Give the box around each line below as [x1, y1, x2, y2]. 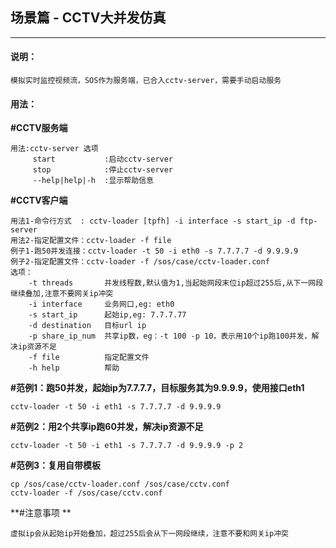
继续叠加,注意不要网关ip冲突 [10, 289, 114, 299]
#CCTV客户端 [10, 194, 68, 207]
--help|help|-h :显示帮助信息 [32, 176, 154, 186]
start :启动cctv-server [32, 154, 174, 165]
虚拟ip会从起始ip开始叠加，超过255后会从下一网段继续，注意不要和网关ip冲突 [10, 529, 289, 539]
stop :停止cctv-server [32, 165, 174, 175]
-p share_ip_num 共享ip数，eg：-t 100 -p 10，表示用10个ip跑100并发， [28, 331, 312, 342]
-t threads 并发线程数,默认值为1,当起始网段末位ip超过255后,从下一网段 [28, 278, 324, 288]
